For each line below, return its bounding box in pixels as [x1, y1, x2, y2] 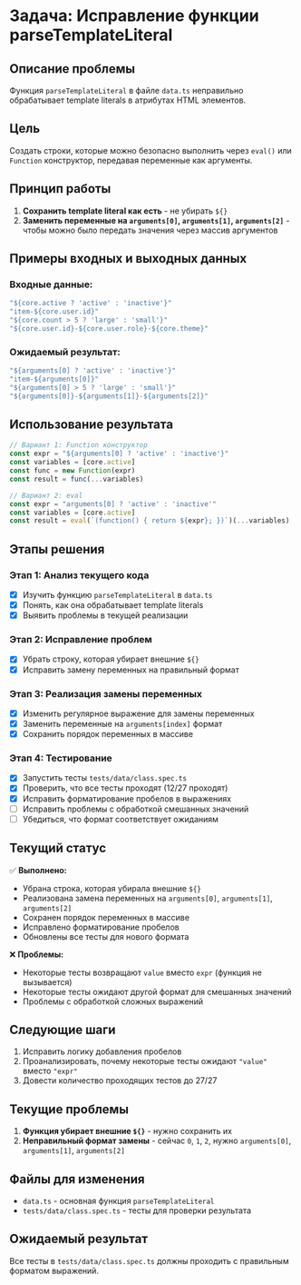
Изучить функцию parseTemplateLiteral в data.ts [22, 589, 213, 600]
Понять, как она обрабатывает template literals [22, 600, 204, 611]
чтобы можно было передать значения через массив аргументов [22, 224, 278, 235]
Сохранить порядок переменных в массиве [22, 729, 193, 740]
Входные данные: [9, 278, 93, 291]
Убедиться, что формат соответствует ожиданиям [22, 813, 219, 824]
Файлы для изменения [9, 1171, 145, 1187]
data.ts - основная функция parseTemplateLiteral [22, 1195, 215, 1206]
